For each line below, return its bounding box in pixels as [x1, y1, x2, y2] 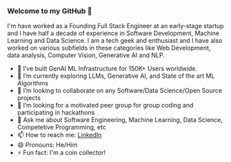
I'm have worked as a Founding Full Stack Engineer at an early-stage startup [7, 22, 224, 30]
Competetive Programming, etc [17, 123, 107, 132]
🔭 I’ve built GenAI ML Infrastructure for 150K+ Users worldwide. [17, 65, 198, 73]
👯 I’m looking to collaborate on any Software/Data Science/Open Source [17, 86, 223, 95]
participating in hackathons [17, 108, 95, 117]
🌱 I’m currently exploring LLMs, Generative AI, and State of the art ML [17, 72, 215, 80]
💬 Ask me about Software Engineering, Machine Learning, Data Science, [17, 116, 223, 124]
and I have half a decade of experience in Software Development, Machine [7, 29, 219, 37]
